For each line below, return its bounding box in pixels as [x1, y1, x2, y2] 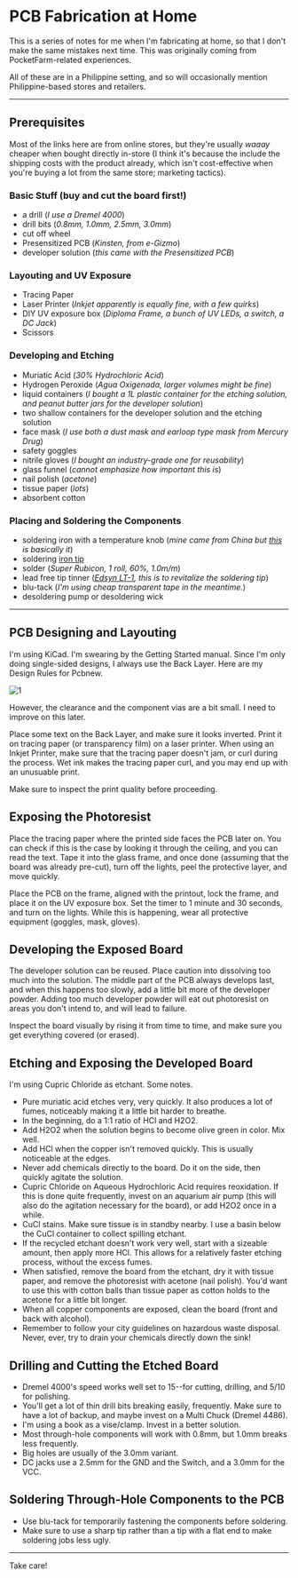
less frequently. [21, 1439, 80, 1448]
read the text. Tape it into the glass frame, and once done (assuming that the [9, 852, 290, 862]
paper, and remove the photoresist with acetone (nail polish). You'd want [21, 1276, 288, 1287]
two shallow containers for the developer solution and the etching [21, 407, 263, 418]
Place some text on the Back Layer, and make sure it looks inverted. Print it [9, 728, 282, 739]
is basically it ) [21, 543, 74, 554]
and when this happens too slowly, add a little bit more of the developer [9, 984, 271, 995]
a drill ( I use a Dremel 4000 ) [21, 210, 126, 220]
